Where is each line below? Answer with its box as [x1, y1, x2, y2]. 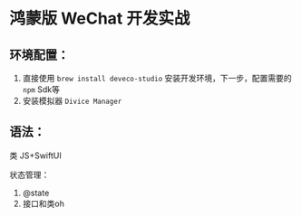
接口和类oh [22, 198, 65, 209]
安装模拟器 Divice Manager [22, 96, 122, 106]
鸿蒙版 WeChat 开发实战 [9, 8, 190, 29]
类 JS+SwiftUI [9, 150, 62, 161]
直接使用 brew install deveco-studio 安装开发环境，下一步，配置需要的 [22, 73, 292, 83]
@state [22, 187, 50, 198]
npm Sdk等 [22, 84, 61, 95]
